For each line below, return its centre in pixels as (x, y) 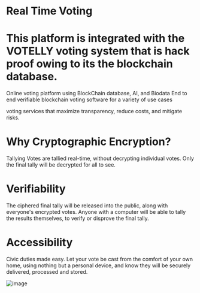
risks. (13, 117)
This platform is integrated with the (96, 39)
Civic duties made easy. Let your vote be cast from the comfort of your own (100, 259)
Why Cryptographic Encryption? (89, 142)
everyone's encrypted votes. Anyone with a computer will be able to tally (96, 212)
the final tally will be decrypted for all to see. (61, 165)
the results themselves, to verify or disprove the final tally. (78, 218)
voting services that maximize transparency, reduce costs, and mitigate (94, 111)
